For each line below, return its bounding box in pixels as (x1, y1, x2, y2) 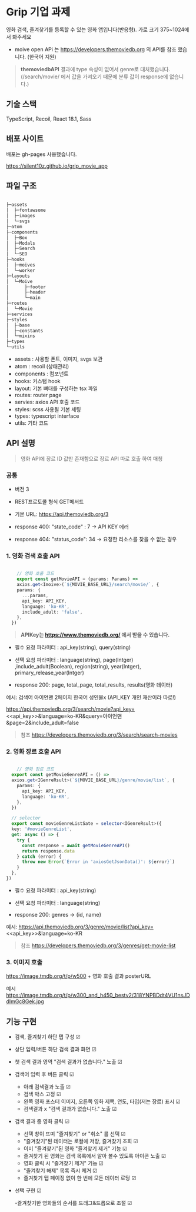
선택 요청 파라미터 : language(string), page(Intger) (14, 657, 134, 664)
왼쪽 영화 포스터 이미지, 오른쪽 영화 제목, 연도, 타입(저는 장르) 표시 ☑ (23, 1098, 181, 1105)
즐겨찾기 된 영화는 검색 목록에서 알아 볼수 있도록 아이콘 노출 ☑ (23, 1153, 167, 1160)
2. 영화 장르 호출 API (6, 748, 61, 756)
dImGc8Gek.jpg (6, 998, 44, 1005)
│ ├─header (6, 289, 46, 295)
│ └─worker (6, 267, 35, 274)
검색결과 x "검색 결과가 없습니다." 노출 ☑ (23, 1106, 117, 1113)
